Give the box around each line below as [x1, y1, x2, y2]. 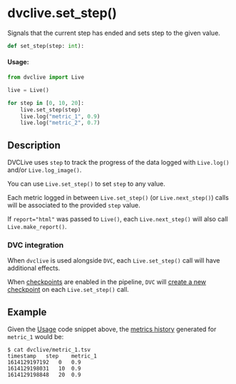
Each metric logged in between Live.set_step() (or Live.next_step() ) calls [7, 193, 230, 202]
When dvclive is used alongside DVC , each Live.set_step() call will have [7, 256, 220, 265]
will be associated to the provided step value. [7, 201, 140, 210]
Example [7, 305, 47, 318]
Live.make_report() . [7, 223, 67, 231]
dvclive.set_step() [7, 5, 118, 21]
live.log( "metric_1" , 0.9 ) [20, 113, 101, 120]
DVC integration [7, 241, 64, 250]
